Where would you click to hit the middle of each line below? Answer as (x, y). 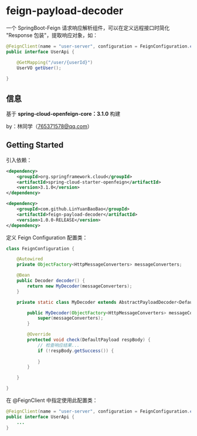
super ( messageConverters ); (70, 318)
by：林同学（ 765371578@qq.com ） (49, 126)
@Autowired (30, 259)
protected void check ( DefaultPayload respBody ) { (89, 340)
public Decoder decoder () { (51, 281)
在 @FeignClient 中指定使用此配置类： (52, 400)
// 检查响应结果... (59, 345)
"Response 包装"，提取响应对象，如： (52, 35)
